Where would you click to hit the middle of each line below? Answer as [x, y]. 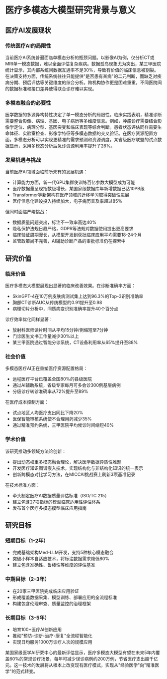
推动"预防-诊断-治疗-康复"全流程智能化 [52, 636]
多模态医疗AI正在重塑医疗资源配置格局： [46, 368]
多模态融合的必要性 [28, 103]
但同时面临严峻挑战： [27, 212]
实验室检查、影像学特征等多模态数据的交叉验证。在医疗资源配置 [87, 133]
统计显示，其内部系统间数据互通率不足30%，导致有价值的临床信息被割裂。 [82, 70]
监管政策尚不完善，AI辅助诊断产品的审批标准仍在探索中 [69, 241]
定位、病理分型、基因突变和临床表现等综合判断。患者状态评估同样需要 [85, 127]
